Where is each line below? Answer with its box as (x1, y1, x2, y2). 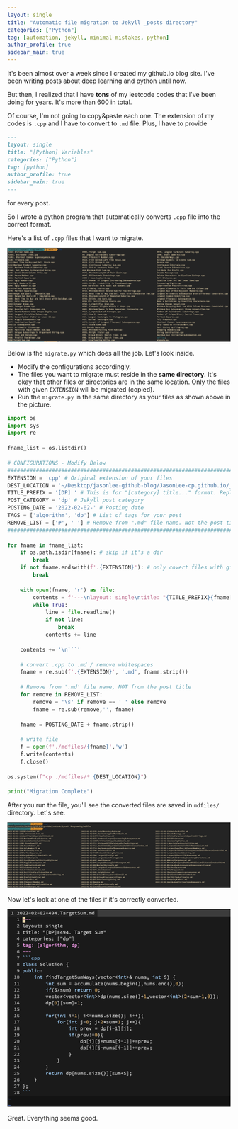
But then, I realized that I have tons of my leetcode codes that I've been (7, 91, 216, 98)
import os (7, 414, 37, 421)
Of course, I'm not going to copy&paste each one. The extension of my (7, 112, 215, 120)
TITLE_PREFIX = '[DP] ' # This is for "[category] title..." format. (7, 489, 217, 497)
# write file (20, 736, 59, 743)
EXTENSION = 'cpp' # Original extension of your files (7, 475, 173, 482)
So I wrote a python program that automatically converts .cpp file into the (7, 212, 221, 221)
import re (7, 429, 37, 437)
